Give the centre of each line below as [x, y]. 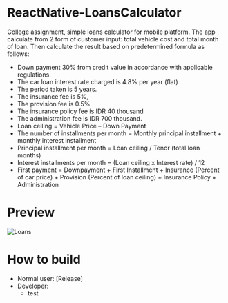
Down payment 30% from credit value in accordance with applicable [115, 67]
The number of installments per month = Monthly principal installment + [120, 133]
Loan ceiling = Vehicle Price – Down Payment [82, 126]
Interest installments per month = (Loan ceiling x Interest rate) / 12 [111, 162]
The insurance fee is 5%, [53, 96]
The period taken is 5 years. [57, 89]
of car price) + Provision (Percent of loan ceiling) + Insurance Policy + [116, 177]
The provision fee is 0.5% [54, 104]
